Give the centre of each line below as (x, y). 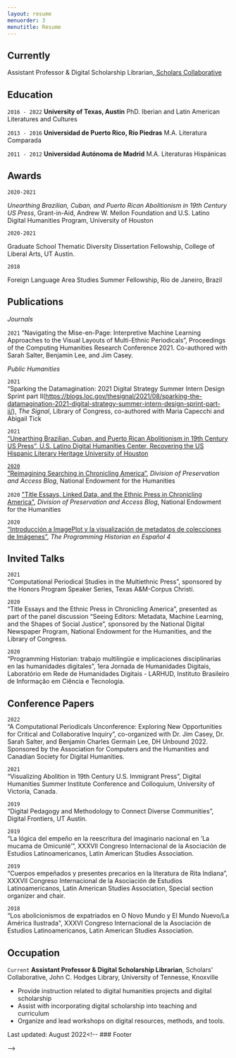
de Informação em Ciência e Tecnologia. (66, 682)
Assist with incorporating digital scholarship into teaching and (107, 1006)
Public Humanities (34, 369)
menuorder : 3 (26, 20)
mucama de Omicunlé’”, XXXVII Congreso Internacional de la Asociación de (117, 846)
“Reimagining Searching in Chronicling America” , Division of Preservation (113, 473)
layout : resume (30, 14)
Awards (25, 176)
